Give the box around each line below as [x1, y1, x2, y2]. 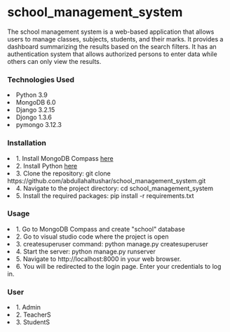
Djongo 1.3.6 [16, 113, 53, 121]
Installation [7, 138, 47, 148]
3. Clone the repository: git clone [16, 169, 111, 178]
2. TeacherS [16, 310, 51, 319]
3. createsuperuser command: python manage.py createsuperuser [16, 239, 208, 248]
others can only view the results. [7, 57, 102, 65]
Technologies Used [7, 74, 75, 84]
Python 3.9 [16, 91, 48, 99]
